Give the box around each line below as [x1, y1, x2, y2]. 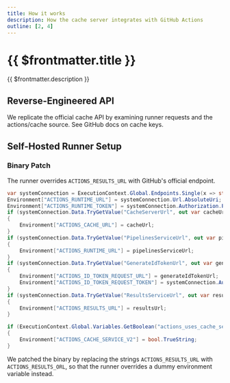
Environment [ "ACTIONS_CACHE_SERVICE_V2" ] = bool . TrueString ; [19, 336, 197, 343]
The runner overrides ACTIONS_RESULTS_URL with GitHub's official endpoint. [7, 176, 216, 185]
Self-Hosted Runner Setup [7, 140, 122, 152]
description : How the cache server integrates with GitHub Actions [7, 16, 204, 23]
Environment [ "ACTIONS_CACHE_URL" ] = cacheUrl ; [19, 222, 155, 229]
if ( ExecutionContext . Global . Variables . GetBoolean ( [7, 323, 157, 330]
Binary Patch [7, 161, 51, 170]
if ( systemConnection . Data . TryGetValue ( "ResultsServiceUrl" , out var [7, 292, 210, 299]
